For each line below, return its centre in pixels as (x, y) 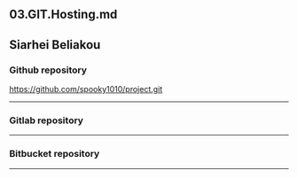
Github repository (48, 70)
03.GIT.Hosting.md (63, 15)
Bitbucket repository (55, 154)
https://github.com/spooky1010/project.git (86, 89)
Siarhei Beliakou (55, 45)
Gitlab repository (47, 120)
